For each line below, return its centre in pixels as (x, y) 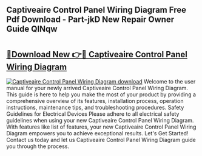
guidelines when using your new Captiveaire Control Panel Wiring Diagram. (100, 120)
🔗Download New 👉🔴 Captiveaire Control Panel (97, 54)
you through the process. (38, 146)
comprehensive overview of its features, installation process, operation (95, 101)
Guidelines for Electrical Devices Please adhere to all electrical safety (93, 114)
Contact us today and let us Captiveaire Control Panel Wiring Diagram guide (101, 140)
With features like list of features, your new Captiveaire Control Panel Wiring (101, 127)
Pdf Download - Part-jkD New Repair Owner (90, 20)
